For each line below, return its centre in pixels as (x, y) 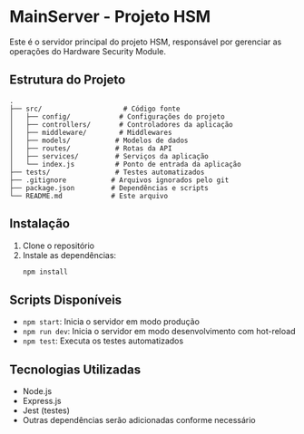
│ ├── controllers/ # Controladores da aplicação (121, 124)
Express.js (42, 401)
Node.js (37, 391)
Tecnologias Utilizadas (75, 369)
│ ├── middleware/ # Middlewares (91, 132)
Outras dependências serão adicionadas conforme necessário (139, 420)
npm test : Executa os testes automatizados (103, 341)
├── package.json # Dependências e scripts (109, 188)
